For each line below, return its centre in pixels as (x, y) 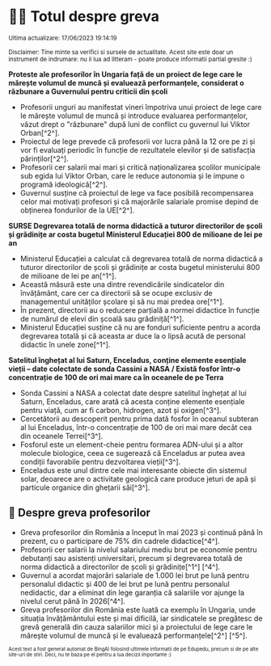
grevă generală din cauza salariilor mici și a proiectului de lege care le (136, 626)
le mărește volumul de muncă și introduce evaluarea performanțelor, (134, 116)
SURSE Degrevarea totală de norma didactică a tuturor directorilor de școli (135, 226)
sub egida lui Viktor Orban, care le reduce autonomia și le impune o (132, 175)
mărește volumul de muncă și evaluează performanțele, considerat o (126, 82)
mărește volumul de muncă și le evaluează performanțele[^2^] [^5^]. (134, 635)
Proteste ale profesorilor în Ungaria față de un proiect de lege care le (125, 74)
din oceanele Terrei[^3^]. (61, 436)
